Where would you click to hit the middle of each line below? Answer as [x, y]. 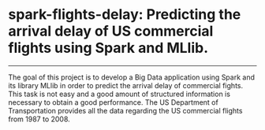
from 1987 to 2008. [39, 119]
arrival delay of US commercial [111, 31]
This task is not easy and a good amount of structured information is [119, 94]
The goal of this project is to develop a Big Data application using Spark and [131, 77]
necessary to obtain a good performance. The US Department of [113, 102]
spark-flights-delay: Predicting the [125, 15]
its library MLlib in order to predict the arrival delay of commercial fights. [125, 85]
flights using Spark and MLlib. [108, 48]
